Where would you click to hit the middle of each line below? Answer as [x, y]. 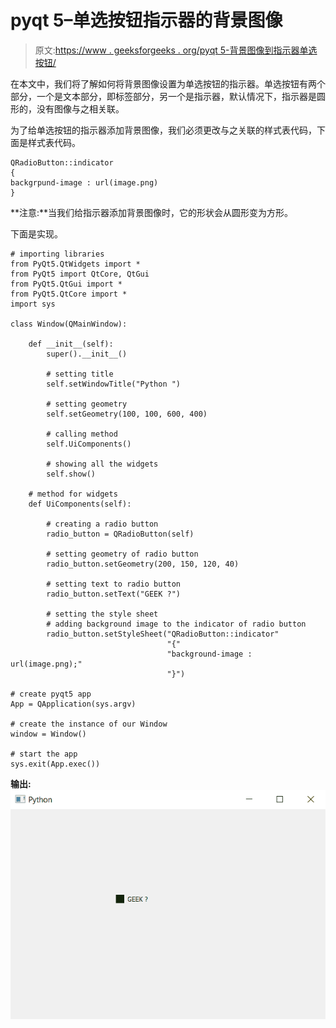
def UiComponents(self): [80, 504]
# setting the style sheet [102, 614]
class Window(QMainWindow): [69, 324]
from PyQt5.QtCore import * [69, 294]
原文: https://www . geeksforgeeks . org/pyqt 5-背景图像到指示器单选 [176, 50]
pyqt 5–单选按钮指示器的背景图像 [146, 20]
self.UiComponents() [89, 444]
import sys [33, 304]
